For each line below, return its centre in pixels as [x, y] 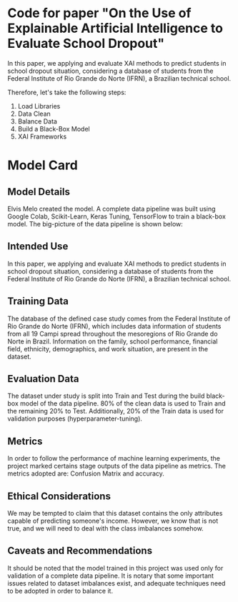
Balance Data [37, 121]
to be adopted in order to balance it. [60, 591]
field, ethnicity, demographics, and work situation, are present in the [108, 348]
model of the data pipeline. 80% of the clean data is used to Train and [123, 403]
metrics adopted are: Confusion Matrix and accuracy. [86, 473]
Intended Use [38, 247]
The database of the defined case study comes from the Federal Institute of [119, 318]
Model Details [39, 192]
